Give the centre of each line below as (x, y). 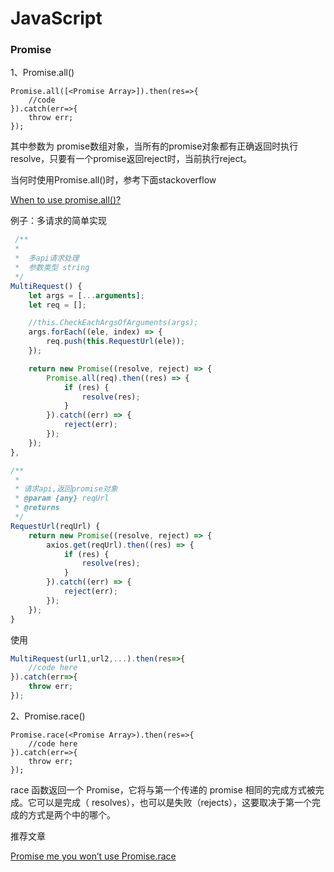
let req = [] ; (57, 305)
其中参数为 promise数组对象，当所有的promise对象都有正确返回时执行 (154, 146)
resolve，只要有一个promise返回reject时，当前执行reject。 (131, 159)
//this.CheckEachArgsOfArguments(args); (113, 323)
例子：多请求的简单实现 (58, 221)
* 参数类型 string (52, 268)
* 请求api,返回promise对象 (66, 489)
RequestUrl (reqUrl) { (55, 526)
